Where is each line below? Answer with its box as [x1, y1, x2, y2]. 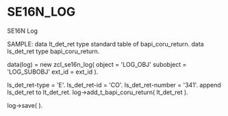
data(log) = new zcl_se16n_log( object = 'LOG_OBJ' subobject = [7, 60, 187, 68]
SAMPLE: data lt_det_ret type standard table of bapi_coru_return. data [7, 40, 204, 48]
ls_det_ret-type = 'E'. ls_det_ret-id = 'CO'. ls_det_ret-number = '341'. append [7, 81, 221, 89]
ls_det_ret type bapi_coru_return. [7, 47, 100, 55]
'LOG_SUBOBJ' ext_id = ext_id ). [7, 68, 99, 76]
